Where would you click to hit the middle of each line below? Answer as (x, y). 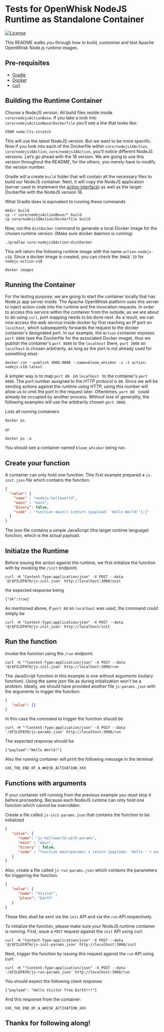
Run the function (31, 642)
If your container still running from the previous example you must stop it (78, 795)
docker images (20, 270)
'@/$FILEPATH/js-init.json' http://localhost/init (58, 627)
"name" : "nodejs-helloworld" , (46, 498)
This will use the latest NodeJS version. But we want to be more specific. (78, 141)
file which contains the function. (58, 480)
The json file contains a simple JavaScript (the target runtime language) (77, 530)
